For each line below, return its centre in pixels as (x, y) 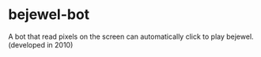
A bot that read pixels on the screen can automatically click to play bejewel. (131, 36)
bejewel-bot (49, 15)
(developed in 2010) (41, 44)
